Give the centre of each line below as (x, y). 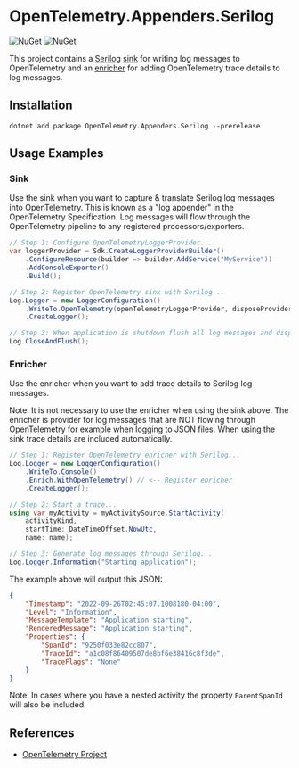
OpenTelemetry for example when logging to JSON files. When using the (142, 429)
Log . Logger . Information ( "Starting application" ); (103, 562)
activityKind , (51, 521)
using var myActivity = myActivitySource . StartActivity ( (117, 513)
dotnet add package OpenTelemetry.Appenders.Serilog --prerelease (135, 126)
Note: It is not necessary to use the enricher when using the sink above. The (149, 410)
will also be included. (48, 705)
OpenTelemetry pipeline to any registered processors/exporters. (127, 227)
